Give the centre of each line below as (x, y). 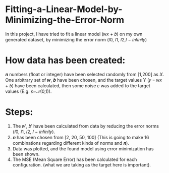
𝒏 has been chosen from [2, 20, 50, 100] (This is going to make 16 (81, 137)
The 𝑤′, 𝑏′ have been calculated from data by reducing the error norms (86, 126)
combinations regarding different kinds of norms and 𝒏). (71, 143)
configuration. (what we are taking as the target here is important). (82, 164)
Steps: (19, 112)
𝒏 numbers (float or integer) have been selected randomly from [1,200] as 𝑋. (85, 74)
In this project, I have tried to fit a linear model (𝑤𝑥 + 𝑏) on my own (74, 34)
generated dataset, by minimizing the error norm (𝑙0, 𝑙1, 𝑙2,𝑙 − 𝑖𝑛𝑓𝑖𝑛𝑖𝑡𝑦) (76, 39)
